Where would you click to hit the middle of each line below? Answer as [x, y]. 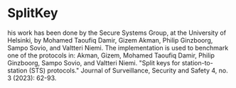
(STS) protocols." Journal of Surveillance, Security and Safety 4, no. [129, 70]
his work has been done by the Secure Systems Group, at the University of [117, 33]
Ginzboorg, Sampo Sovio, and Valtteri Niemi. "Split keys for [94, 62]
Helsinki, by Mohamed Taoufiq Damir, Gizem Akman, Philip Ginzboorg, [110, 40]
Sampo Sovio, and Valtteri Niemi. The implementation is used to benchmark [118, 48]
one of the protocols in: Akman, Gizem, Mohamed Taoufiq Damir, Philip [111, 55]
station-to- [197, 62]
